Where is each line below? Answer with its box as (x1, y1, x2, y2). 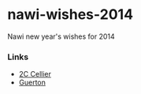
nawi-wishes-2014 (7, 6, 134, 24)
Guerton (18, 77, 46, 88)
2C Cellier (18, 70, 52, 79)
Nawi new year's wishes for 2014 (7, 32, 115, 41)
